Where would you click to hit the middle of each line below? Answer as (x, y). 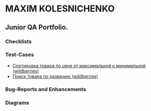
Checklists (18, 41)
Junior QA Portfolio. (37, 27)
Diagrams (17, 102)
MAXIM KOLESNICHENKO (60, 9)
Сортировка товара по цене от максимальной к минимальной (79, 65)
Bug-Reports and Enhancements (46, 89)
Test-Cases (19, 54)
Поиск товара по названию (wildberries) (55, 76)
